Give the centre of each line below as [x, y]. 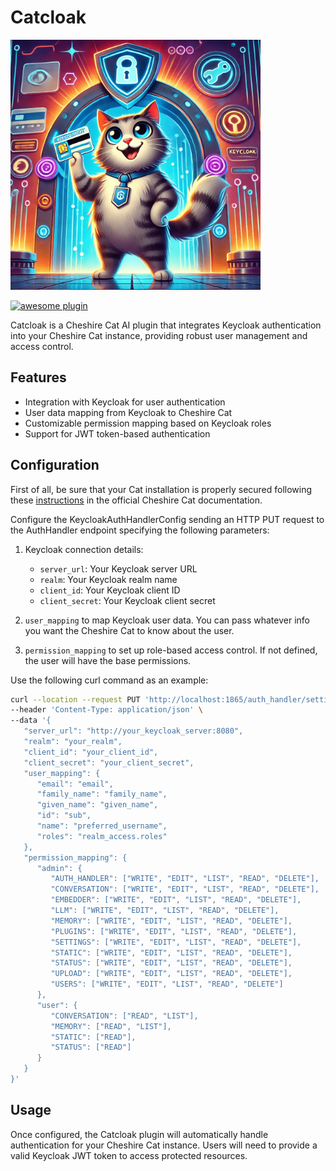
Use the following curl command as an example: [109, 680]
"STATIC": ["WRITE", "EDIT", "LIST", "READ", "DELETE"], [171, 952]
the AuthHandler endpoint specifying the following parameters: [140, 530]
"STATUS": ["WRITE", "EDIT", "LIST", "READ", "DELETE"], [171, 963]
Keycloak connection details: [84, 549]
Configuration [55, 465]
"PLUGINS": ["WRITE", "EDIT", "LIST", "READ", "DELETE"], [174, 931]
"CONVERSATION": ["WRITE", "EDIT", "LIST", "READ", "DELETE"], [185, 889]
